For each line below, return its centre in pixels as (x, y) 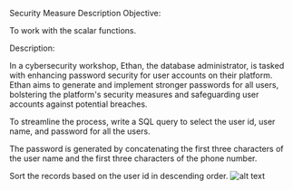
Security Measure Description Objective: (85, 13)
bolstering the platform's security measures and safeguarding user (134, 95)
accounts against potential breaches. (78, 104)
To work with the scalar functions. (73, 30)
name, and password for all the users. (80, 131)
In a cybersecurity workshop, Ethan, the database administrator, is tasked (147, 66)
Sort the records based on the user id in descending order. (119, 176)
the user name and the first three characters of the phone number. (133, 158)
